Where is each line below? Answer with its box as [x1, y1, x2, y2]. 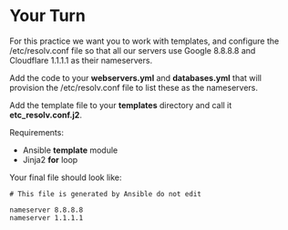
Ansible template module [22, 145, 118, 155]
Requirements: [9, 126, 64, 137]
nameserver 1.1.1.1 [9, 213, 84, 223]
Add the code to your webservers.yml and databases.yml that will [9, 72, 262, 83]
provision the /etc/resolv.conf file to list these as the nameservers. [9, 82, 258, 93]
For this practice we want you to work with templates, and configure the [9, 35, 280, 46]
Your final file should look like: [9, 172, 122, 183]
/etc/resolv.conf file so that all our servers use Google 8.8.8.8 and [9, 45, 256, 55]
